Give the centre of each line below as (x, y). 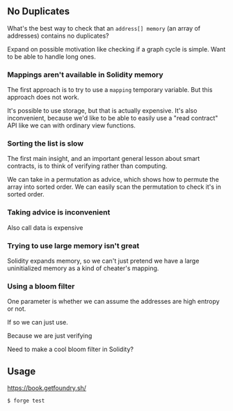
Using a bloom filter (41, 286)
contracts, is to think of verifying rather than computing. (87, 166)
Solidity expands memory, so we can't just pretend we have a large (103, 261)
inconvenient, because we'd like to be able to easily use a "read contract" (113, 118)
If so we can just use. (38, 323)
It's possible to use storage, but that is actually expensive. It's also (102, 111)
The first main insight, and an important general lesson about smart (104, 159)
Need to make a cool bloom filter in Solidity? (71, 349)
